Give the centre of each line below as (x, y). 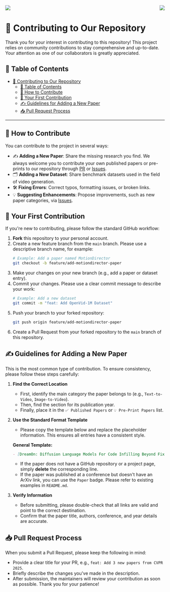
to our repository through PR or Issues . (67, 168)
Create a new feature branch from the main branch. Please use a (79, 244)
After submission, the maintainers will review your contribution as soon (86, 579)
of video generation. (34, 181)
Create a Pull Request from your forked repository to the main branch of (87, 332)
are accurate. (34, 521)
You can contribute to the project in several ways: (57, 146)
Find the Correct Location (40, 384)
